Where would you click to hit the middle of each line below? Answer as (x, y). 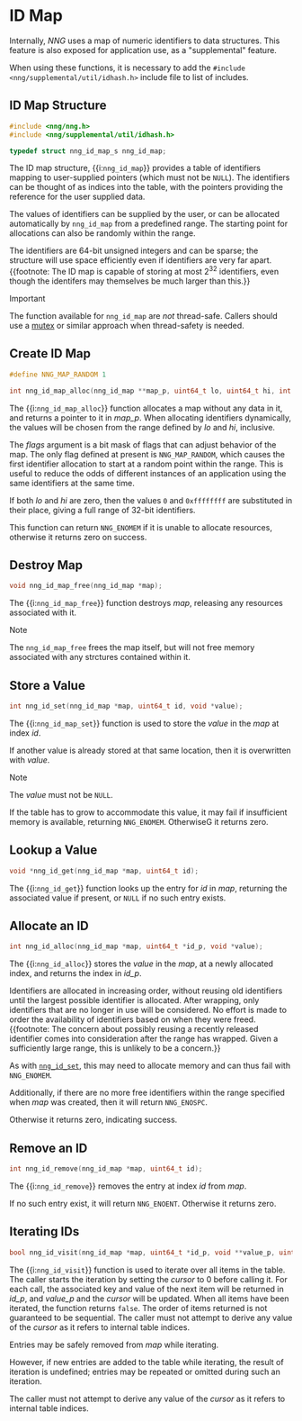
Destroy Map (46, 565)
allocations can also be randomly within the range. (102, 233)
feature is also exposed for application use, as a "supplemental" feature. (143, 50)
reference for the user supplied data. (77, 197)
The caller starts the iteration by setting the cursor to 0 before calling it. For (148, 1279)
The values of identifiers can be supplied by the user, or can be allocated (145, 214)
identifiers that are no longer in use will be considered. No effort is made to (148, 1010)
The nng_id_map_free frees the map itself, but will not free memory (132, 647)
